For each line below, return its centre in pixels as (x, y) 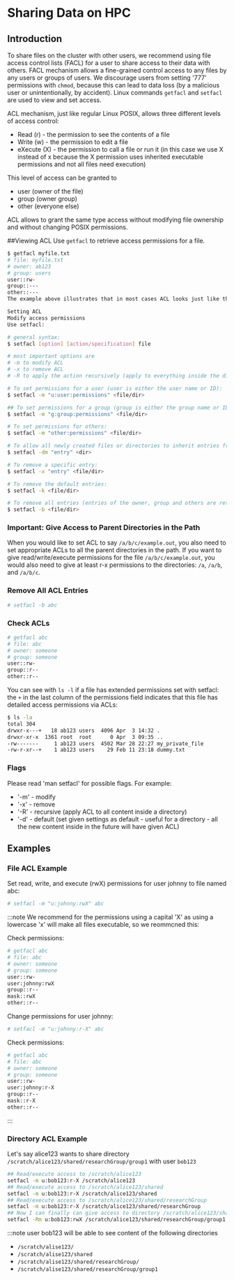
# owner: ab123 (29, 266)
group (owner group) (47, 199)
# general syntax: (34, 337)
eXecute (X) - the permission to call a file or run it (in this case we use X (120, 149)
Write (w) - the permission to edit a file (73, 142)
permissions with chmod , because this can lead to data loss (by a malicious (114, 85)
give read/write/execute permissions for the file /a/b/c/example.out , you (111, 558)
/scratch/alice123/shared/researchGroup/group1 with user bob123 (102, 1161)
